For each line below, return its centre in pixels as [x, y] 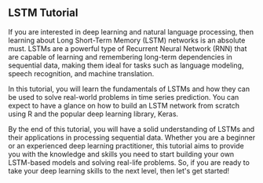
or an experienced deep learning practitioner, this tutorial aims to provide [126, 145]
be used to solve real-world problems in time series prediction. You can [124, 97]
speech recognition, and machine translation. [81, 73]
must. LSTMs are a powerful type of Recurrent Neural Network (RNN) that [128, 48]
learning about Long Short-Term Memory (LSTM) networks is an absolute [127, 40]
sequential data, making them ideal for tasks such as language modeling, [126, 65]
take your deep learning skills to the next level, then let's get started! [119, 170]
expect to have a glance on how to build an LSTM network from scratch [124, 105]
